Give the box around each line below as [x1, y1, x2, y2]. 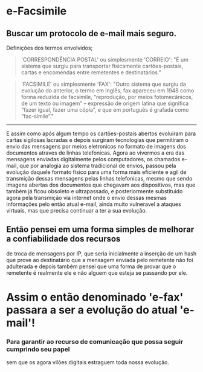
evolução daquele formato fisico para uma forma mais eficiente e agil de [6, 168, 187, 176]
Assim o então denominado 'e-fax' [6, 290, 184, 304]
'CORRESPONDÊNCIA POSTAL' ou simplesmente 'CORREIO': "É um [21, 56, 189, 63]
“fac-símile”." [21, 113, 54, 120]
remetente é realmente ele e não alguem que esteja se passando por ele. [6, 269, 188, 276]
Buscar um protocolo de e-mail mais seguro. [6, 28, 177, 39]
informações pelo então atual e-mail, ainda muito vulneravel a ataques [6, 200, 181, 208]
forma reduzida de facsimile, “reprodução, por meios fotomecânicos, [21, 94, 193, 100]
